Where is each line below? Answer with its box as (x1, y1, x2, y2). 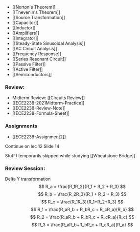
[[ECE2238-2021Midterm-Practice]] (12, 100, 85, 106)
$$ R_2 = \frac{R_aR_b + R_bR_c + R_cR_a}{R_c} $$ (30, 214, 135, 220)
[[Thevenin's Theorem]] (12, 9, 60, 15)
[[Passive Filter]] (12, 61, 46, 67)
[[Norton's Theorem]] (12, 4, 56, 10)
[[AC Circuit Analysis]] (12, 46, 57, 51)
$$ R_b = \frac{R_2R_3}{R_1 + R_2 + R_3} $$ (38, 191, 127, 197)
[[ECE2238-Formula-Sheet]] (12, 110, 70, 116)
